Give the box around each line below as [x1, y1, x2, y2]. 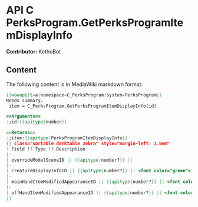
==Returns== [6, 130, 35, 136]
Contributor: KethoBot [6, 48, 61, 55]
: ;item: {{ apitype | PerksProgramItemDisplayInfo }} [6, 135, 128, 141]
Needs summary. [6, 98, 44, 103]
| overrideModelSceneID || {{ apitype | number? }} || [6, 157, 133, 163]
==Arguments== [6, 113, 41, 119]
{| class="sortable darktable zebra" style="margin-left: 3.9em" [6, 141, 170, 146]
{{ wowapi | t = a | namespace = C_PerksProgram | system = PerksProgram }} [6, 92, 162, 98]
